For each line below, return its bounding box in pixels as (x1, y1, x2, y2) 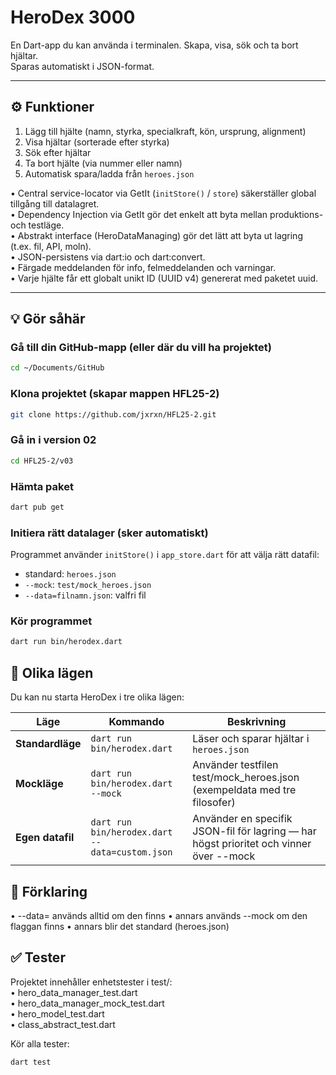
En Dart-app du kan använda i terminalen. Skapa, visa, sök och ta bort (10, 39, 299, 51)
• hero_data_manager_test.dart (10, 986, 138, 998)
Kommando (108, 715, 165, 729)
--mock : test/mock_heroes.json (24, 579, 152, 591)
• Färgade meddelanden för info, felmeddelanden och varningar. (10, 261, 277, 273)
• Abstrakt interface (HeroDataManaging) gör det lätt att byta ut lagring (10, 229, 303, 241)
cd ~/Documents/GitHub (10, 363, 105, 373)
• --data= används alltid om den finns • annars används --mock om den (10, 909, 308, 921)
